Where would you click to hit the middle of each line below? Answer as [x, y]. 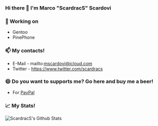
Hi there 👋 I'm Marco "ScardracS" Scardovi [58, 8]
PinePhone [23, 37]
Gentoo [20, 32]
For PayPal [23, 92]
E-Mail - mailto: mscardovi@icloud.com [52, 63]
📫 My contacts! [25, 51]
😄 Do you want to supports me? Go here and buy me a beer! [79, 82]
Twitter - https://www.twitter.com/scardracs [58, 69]
